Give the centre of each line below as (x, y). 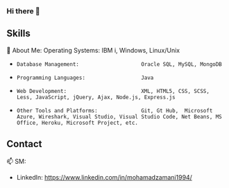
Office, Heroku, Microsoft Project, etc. (77, 123)
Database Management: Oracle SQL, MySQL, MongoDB (119, 64)
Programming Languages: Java (85, 78)
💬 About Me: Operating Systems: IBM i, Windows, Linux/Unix (93, 50)
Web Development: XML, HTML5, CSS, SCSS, (113, 91)
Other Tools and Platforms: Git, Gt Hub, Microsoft (114, 110)
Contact (24, 144)
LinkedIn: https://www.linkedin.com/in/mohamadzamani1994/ (104, 177)
